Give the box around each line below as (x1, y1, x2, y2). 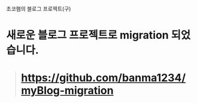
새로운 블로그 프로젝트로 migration (6, 29, 169, 42)
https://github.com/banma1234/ (20, 71, 186, 85)
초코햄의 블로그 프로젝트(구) (6, 5, 71, 12)
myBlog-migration (20, 84, 114, 98)
